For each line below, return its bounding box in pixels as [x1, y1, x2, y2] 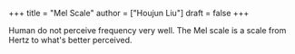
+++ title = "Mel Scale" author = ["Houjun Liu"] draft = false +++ [8, 8, 250, 18]
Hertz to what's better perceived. [8, 35, 133, 45]
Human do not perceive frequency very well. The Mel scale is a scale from [8, 25, 287, 35]
